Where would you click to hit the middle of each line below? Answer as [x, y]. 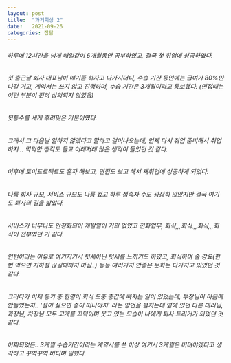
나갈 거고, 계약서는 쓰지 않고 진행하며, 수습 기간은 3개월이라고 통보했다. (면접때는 [115, 87]
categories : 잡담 [30, 33]
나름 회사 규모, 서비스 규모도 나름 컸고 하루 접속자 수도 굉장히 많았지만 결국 [107, 194]
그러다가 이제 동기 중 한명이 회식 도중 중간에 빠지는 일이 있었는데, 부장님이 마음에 [115, 296]
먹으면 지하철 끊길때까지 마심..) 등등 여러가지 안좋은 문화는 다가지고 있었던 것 [117, 265]
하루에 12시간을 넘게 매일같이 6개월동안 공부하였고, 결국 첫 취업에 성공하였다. [110, 55]
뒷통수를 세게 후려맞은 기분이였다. [52, 118]
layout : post [26, 13]
